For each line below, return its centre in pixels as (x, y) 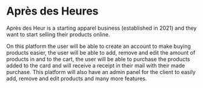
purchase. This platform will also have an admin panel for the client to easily (101, 72)
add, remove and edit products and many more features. (77, 78)
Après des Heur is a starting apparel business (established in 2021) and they (101, 28)
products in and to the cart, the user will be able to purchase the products (98, 59)
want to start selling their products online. (58, 34)
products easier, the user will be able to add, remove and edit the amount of (101, 52)
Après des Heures (52, 11)
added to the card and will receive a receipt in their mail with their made (96, 66)
